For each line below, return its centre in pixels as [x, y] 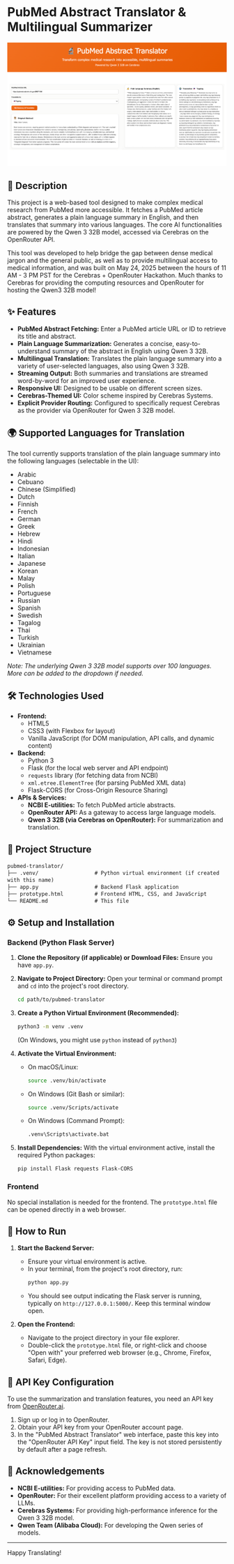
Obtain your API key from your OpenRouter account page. [100, 1427]
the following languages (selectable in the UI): [73, 460]
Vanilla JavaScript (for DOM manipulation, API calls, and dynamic [121, 738]
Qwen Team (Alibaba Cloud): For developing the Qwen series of [110, 1525]
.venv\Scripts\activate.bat [68, 1134]
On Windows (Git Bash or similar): [76, 1094]
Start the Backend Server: [56, 1248]
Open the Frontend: [46, 1324]
